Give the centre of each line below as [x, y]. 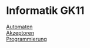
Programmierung [26, 39]
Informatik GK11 [45, 11]
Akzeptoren [20, 32]
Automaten [19, 27]
